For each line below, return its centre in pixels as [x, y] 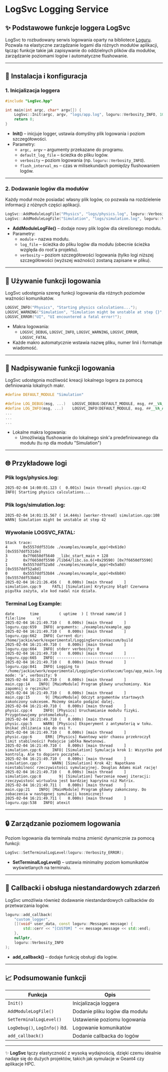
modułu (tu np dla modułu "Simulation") [60, 443]
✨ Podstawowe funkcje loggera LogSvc [68, 28]
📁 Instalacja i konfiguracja [46, 76]
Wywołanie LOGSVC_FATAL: [40, 532]
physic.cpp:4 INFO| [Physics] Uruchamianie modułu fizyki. [72, 711]
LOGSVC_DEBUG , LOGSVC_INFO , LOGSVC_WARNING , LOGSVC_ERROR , [79, 332]
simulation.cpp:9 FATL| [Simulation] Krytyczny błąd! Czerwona [77, 586]
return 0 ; [24, 119]
